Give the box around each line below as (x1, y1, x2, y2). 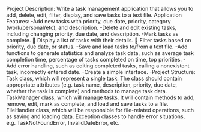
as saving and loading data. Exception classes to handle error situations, (6, 113, 185, 120)
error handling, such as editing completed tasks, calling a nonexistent (17, 62, 190, 69)
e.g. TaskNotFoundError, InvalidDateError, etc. (6, 119, 120, 126)
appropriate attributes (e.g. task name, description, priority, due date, (6, 81, 178, 88)
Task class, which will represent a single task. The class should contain (6, 75, 182, 82)
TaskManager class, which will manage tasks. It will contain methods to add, (6, 94, 195, 101)
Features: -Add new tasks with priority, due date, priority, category (6, 18, 171, 24)
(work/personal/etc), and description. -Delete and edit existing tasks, (6, 24, 177, 31)
